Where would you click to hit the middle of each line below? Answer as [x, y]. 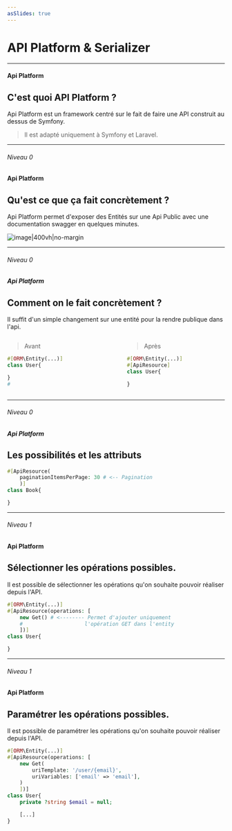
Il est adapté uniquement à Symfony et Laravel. [91, 135]
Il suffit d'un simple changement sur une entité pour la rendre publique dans [115, 319]
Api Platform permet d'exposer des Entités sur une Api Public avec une [108, 216]
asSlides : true [29, 13]
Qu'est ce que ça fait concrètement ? [88, 200]
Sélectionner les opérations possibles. [91, 568]
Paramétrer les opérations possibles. [88, 714]
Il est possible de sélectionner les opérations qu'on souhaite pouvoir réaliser [116, 585]
